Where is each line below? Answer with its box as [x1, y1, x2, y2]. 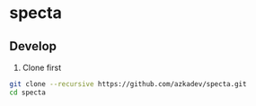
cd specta [9, 88, 47, 97]
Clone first [22, 62, 61, 73]
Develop [9, 39, 57, 54]
